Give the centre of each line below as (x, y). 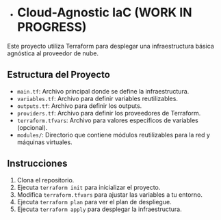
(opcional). (32, 127)
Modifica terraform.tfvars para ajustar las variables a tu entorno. (110, 194)
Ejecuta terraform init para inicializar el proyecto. (89, 187)
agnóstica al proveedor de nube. (53, 53)
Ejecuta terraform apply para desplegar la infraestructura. (100, 209)
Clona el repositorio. (45, 180)
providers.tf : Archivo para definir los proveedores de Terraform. (109, 113)
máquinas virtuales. (45, 142)
